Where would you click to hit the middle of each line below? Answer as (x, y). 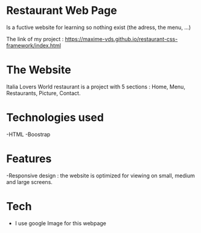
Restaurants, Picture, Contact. (43, 93)
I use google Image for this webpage (61, 223)
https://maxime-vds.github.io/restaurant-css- (121, 39)
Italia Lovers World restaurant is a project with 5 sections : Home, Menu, (96, 87)
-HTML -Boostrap (28, 134)
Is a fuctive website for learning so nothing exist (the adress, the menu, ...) (99, 27)
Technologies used (55, 118)
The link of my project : (35, 39)
